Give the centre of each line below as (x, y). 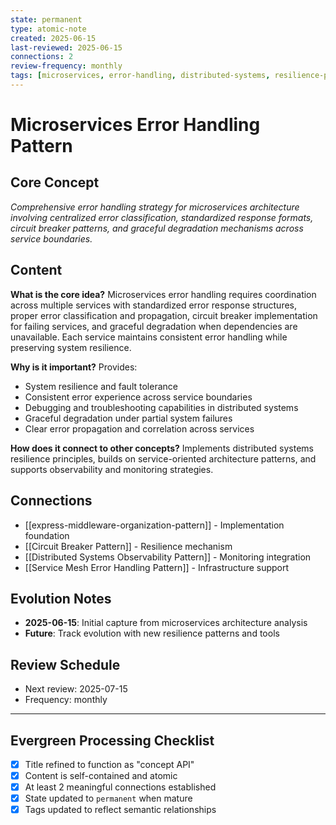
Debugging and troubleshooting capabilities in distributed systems (161, 407)
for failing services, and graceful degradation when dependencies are (154, 326)
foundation (47, 535)
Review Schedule (65, 664)
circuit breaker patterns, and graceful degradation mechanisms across (157, 228)
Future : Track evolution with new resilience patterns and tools (152, 633)
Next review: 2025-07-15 (76, 689)
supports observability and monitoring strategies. (112, 469)
